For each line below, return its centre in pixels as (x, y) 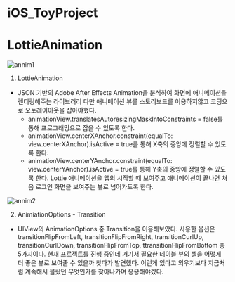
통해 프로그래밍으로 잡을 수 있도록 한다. (81, 128)
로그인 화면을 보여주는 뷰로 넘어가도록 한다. (94, 187)
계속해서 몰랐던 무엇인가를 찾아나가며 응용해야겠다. (94, 271)
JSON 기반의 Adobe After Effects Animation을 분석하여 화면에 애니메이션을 (122, 93)
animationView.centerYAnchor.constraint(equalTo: (100, 161)
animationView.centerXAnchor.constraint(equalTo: (100, 136)
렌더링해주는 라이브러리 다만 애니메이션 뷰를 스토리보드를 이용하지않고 (113, 102)
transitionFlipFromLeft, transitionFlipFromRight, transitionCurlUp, (110, 237)
